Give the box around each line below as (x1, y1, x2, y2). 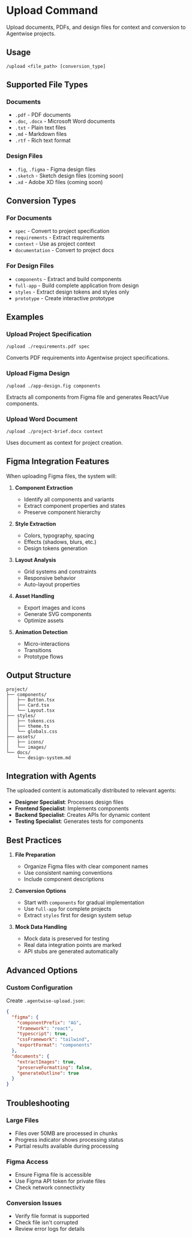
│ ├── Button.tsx (6, 697, 55, 703)
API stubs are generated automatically (23, 948, 119, 955)
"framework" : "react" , (17, 1025, 74, 1032)
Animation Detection (14, 628, 68, 635)
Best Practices (6, 835, 62, 845)
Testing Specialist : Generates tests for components (14, 818, 144, 825)
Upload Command (6, 4, 98, 17)
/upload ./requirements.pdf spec (6, 343, 90, 350)
